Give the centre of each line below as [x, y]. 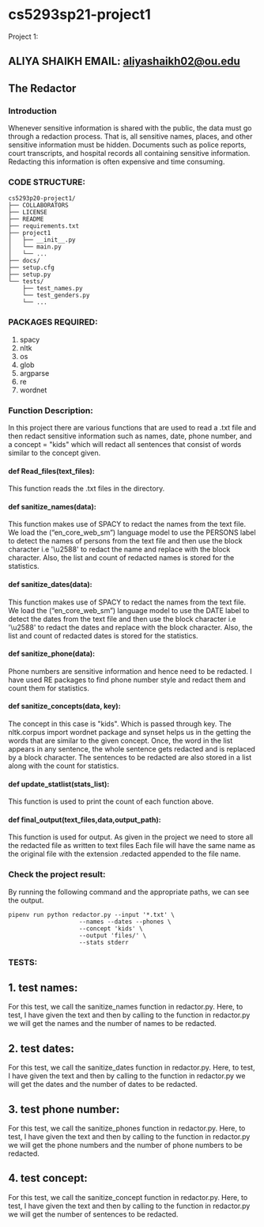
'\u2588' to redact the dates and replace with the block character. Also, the [130, 627]
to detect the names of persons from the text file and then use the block [125, 541]
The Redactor [42, 88]
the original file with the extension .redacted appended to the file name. [124, 854]
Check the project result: [57, 874]
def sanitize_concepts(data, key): [64, 706]
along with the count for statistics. [64, 766]
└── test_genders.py [56, 295]
